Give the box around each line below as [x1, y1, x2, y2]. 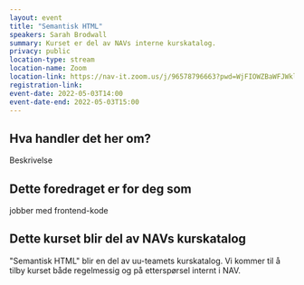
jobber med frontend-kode [9, 205, 109, 215]
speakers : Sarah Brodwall [9, 30, 107, 39]
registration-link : [9, 81, 83, 90]
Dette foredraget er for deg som [9, 181, 192, 196]
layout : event [9, 13, 63, 23]
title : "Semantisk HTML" [9, 22, 103, 31]
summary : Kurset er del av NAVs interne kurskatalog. [9, 38, 217, 48]
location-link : [9, 72, 67, 81]
